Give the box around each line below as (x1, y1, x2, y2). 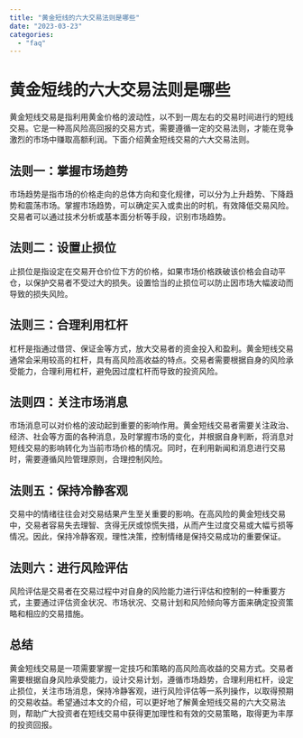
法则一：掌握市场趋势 (9, 163, 128, 179)
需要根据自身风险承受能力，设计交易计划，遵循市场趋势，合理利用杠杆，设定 (9, 674, 294, 685)
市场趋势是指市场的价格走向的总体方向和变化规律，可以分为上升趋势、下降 (9, 189, 286, 199)
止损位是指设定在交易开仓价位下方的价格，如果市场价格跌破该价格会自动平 (9, 265, 286, 276)
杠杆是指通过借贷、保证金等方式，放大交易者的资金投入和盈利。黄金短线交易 (9, 343, 294, 354)
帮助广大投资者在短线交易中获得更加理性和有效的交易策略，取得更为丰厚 (24, 707, 294, 718)
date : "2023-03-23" (9, 22, 83, 31)
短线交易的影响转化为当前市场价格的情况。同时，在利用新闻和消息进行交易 (9, 443, 286, 454)
